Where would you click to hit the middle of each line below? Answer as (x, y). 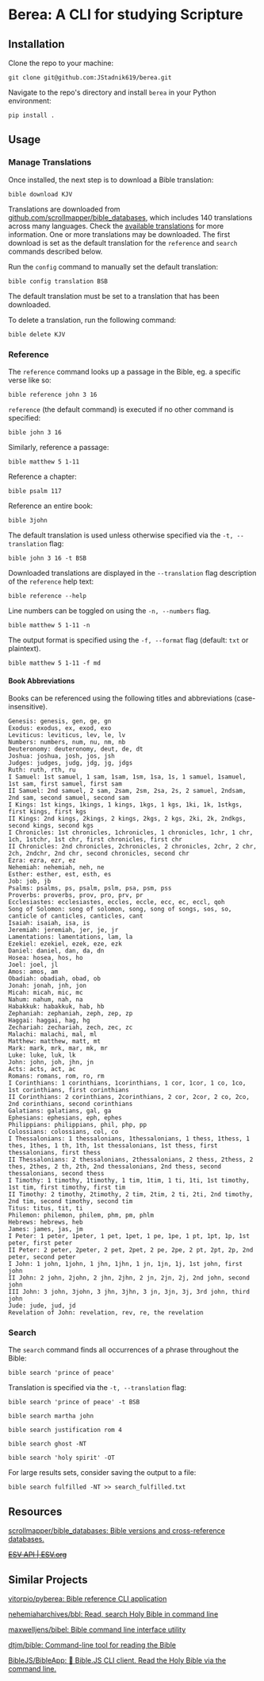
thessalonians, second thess (56, 1174)
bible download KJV (40, 194)
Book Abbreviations (42, 681)
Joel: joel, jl (33, 965)
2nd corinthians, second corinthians (71, 1104)
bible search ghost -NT (48, 1444)
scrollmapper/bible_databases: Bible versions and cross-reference (117, 1531)
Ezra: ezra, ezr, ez (42, 860)
